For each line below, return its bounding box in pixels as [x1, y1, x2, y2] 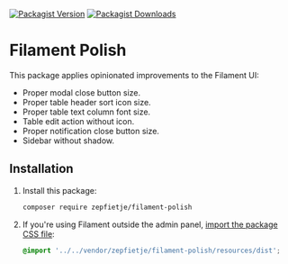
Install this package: [22, 185, 97, 196]
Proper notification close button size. [22, 125, 160, 136]
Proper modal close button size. [22, 86, 141, 98]
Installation [9, 161, 74, 177]
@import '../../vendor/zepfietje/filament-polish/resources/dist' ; [22, 246, 281, 255]
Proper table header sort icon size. [22, 96, 151, 107]
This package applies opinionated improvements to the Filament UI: [9, 69, 259, 80]
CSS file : [22, 228, 56, 239]
